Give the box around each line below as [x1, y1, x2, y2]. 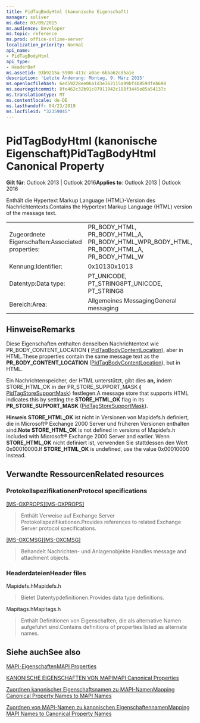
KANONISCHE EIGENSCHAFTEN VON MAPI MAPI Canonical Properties [6, 674, 179, 681]
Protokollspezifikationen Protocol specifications [6, 487, 148, 495]
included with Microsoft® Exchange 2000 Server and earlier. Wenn [6, 433, 170, 440]
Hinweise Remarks [6, 324, 76, 334]
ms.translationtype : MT [6, 92, 65, 98]
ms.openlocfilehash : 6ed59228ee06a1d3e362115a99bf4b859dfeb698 [6, 81, 167, 87]
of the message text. [6, 210, 57, 217]
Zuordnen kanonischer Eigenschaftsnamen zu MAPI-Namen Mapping [6, 685, 175, 693]
